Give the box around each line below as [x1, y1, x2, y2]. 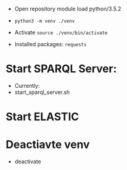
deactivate [14, 158, 41, 165]
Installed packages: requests [14, 41, 87, 48]
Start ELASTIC [5, 110, 80, 124]
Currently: [14, 82, 40, 89]
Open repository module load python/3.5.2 [14, 5, 122, 12]
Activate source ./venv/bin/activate [14, 29, 108, 36]
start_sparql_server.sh [14, 88, 70, 96]
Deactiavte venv [5, 138, 90, 152]
